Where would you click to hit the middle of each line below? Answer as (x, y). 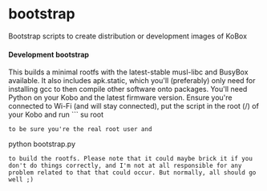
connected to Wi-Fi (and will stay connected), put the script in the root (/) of (133, 106)
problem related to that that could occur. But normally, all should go (132, 173)
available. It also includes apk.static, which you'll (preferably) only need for (132, 81)
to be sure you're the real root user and (80, 129)
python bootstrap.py (42, 144)
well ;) (21, 180)
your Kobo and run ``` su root (56, 115)
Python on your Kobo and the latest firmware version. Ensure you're (120, 97)
